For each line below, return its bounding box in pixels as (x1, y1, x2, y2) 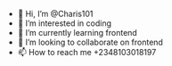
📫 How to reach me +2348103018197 (17, 47, 157, 57)
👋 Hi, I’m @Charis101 (17, 9, 94, 19)
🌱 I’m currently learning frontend (17, 28, 138, 37)
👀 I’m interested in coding (17, 18, 112, 29)
